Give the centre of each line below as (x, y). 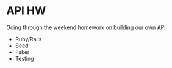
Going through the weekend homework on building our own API (86, 27)
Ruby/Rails (28, 39)
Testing (25, 58)
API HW (26, 11)
